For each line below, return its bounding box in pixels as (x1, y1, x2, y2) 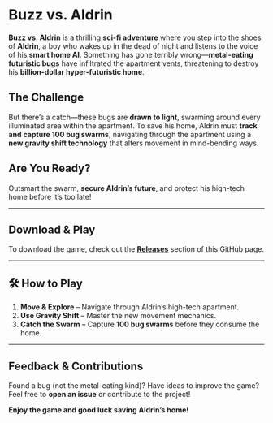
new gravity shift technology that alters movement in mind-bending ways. (8, 138, 259, 148)
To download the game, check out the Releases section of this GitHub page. (8, 244, 264, 254)
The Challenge (8, 91, 84, 105)
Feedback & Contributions (8, 359, 144, 373)
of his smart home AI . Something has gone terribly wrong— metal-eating (8, 50, 253, 59)
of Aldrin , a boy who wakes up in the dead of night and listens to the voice (8, 41, 258, 50)
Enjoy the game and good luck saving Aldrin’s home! (8, 405, 189, 415)
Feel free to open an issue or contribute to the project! (8, 390, 191, 399)
